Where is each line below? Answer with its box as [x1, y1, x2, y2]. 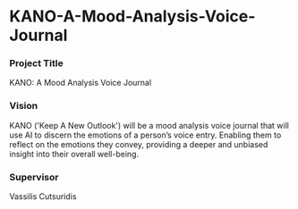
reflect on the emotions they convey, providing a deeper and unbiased [9, 138, 268, 149]
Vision [9, 100, 38, 113]
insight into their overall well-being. [9, 148, 140, 159]
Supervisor [9, 171, 59, 183]
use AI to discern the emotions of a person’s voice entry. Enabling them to [9, 130, 282, 140]
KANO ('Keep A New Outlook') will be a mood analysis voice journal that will [9, 120, 289, 130]
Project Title [9, 57, 64, 70]
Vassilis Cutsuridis [9, 191, 77, 202]
